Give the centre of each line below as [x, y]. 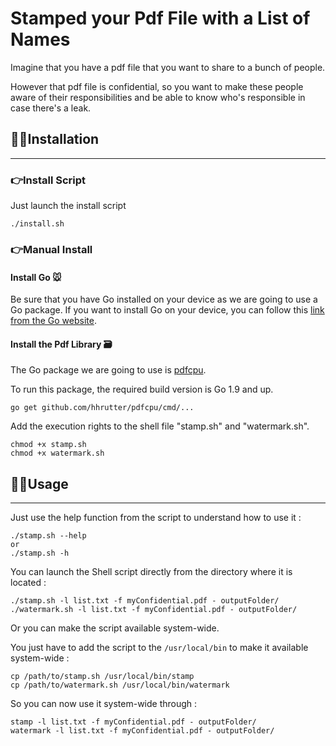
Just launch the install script [68, 206]
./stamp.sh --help [48, 536]
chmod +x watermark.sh [57, 453]
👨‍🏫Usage [39, 483]
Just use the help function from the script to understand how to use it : [156, 518]
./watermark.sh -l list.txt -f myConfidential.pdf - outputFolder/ [154, 610]
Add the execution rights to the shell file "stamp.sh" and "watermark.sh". [160, 426]
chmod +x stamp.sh [48, 445]
